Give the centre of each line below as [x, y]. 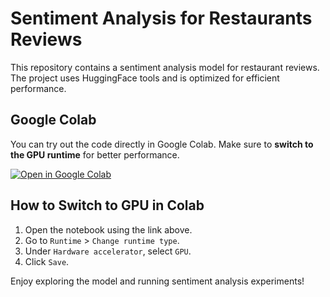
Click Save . [47, 261]
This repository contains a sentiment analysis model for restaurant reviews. [165, 67]
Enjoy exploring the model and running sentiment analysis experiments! [157, 281]
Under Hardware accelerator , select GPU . [108, 251]
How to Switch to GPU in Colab [107, 205]
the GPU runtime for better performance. [95, 154]
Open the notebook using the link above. [108, 229]
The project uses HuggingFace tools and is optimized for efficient [145, 78]
